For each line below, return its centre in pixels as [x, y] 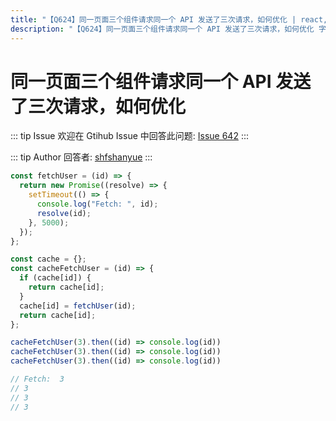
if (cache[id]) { [55, 278]
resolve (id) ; [64, 213]
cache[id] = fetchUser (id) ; [78, 306]
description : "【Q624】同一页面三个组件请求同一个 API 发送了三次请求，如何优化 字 [168, 29]
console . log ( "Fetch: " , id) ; [97, 204]
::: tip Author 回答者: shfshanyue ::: [81, 157]
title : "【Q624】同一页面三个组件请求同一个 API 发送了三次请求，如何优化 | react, [169, 19]
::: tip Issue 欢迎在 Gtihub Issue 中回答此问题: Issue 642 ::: [129, 136]
